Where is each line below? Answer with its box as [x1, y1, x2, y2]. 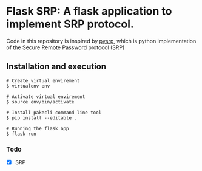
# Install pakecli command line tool [6, 110, 102, 116]
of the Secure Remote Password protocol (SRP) [6, 44, 125, 51]
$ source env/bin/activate [6, 99, 75, 105]
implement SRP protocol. [6, 17, 135, 31]
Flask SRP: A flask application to [6, 4, 172, 18]
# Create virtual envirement [6, 77, 80, 83]
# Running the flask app [6, 125, 69, 131]
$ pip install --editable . [6, 114, 78, 121]
